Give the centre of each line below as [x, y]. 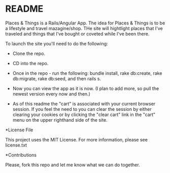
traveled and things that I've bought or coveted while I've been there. [77, 34]
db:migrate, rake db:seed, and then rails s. [57, 78]
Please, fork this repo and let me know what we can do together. [73, 165]
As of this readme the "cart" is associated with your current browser [84, 104]
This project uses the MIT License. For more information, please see [77, 139]
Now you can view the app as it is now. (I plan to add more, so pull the [86, 88]
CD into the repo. [30, 63]
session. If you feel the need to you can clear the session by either [82, 109]
